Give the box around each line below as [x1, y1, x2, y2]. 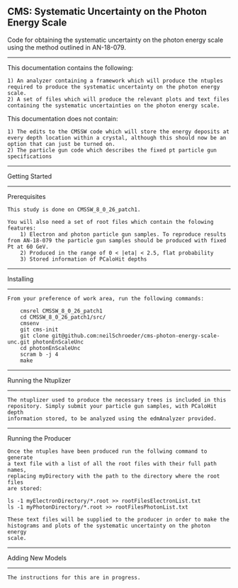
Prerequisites [7, 192, 46, 200]
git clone [20, 332, 50, 339]
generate [7, 453, 33, 461]
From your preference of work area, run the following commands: [7, 295, 204, 302]
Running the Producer [7, 434, 72, 442]
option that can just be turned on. [7, 140, 115, 147]
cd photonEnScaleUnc [20, 344, 81, 351]
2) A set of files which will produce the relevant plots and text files [7, 96, 230, 103]
